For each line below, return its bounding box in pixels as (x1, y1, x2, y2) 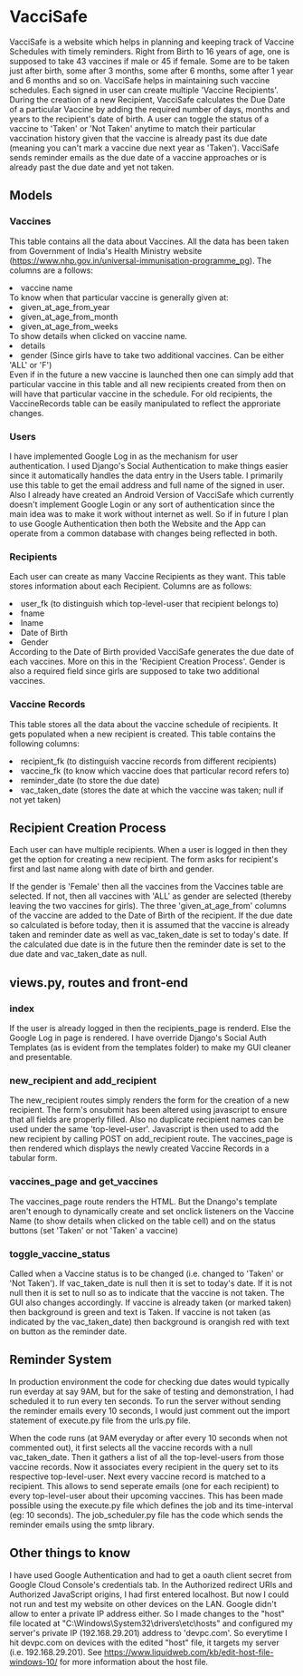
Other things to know (9, 1545, 131, 1561)
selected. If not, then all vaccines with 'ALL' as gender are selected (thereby (9, 891, 292, 901)
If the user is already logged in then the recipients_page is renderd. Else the (9, 1023, 291, 1034)
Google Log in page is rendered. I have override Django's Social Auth (9, 1032, 267, 1044)
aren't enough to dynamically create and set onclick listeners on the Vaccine (9, 1205, 295, 1216)
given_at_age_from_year (21, 301, 110, 312)
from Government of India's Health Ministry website (9, 245, 203, 256)
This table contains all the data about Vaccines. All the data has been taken (9, 236, 289, 247)
